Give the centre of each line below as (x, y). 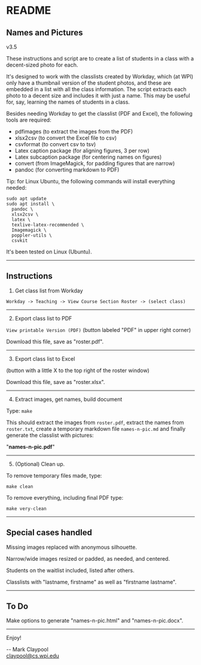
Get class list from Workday (49, 291)
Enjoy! (14, 638)
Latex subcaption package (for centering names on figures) (88, 157)
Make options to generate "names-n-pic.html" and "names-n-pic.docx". (95, 621)
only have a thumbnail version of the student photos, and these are (89, 83)
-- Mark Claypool (28, 649)
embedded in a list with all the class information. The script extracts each (96, 89)
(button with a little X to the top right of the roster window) (78, 370)
